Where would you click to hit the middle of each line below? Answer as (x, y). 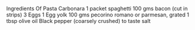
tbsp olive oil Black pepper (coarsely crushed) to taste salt (79, 21)
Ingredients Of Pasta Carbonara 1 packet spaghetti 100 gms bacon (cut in (97, 9)
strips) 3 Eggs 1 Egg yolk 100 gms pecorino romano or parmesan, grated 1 (98, 15)
